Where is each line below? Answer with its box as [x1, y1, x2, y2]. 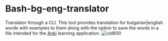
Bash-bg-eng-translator [5, 3, 109, 14]
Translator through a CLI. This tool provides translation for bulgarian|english [5, 19, 163, 25]
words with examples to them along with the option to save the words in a [5, 24, 159, 30]
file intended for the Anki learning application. [5, 30, 101, 36]
